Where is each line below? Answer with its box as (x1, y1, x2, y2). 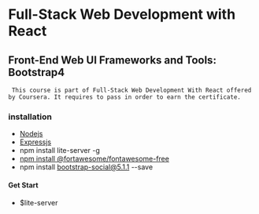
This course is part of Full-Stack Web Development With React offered (11, 86, 252, 94)
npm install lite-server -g (19, 146, 100, 155)
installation (8, 111, 53, 122)
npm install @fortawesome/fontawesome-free (19, 154, 169, 164)
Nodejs (19, 129, 43, 139)
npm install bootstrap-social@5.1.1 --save (19, 162, 154, 172)
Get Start (8, 180, 39, 190)
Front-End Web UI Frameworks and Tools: (8, 53, 216, 67)
